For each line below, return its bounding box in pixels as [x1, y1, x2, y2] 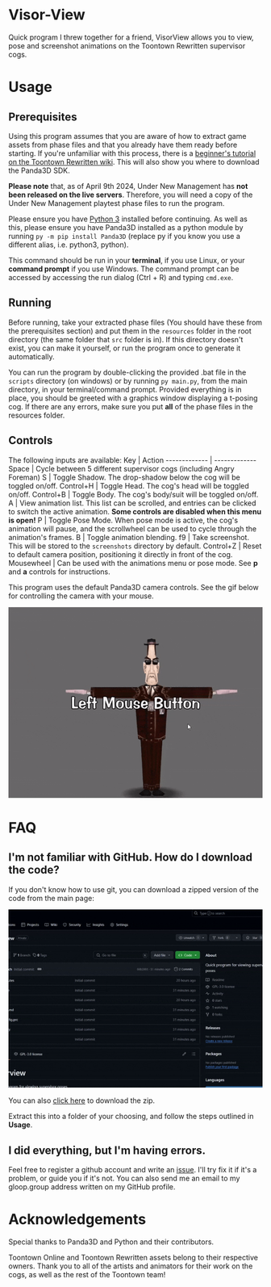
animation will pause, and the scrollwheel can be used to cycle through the [8, 523, 256, 534]
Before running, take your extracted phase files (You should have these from [8, 317, 263, 327]
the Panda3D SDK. [8, 166, 70, 175]
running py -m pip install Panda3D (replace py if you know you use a [8, 231, 240, 241]
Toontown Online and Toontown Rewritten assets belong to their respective [8, 1252, 258, 1262]
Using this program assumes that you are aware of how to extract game [8, 131, 247, 140]
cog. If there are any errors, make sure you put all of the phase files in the [8, 401, 253, 411]
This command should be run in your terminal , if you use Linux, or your [8, 255, 245, 265]
